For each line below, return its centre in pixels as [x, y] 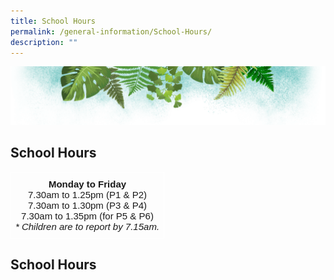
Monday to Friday [87, 184]
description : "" [44, 42]
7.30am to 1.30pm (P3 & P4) [87, 205]
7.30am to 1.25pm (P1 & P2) [87, 194]
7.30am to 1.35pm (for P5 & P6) [87, 216]
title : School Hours [53, 21]
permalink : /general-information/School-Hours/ [111, 31]
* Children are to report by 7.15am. [87, 226]
